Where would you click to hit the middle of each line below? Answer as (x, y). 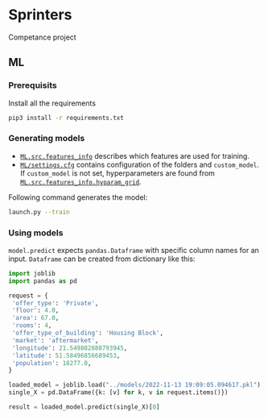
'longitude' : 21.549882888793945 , (70, 348)
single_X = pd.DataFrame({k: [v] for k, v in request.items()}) (118, 392)
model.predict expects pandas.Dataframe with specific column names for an (134, 250)
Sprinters (40, 15)
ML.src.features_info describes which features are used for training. (134, 156)
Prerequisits (33, 85)
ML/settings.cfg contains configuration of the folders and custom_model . (140, 164)
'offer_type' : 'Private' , (55, 303)
